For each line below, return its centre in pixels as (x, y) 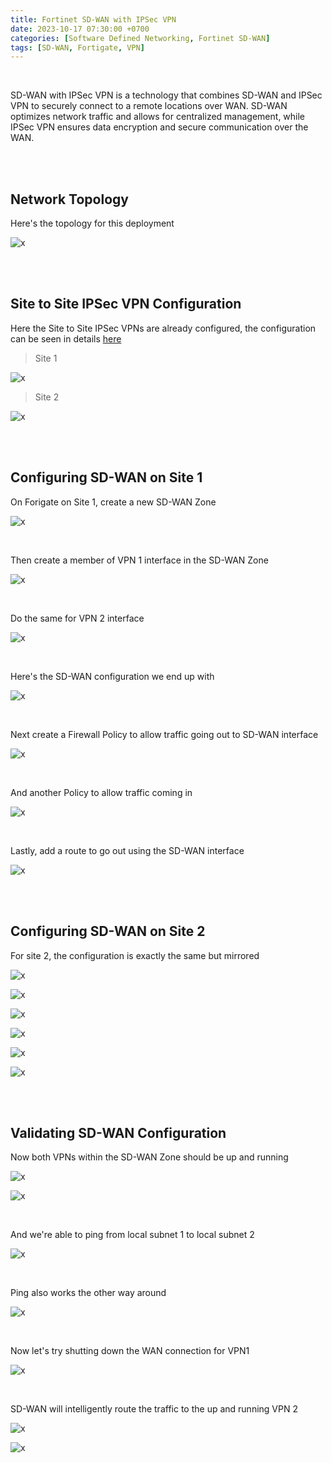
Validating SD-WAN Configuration (118, 1132)
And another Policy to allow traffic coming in (101, 792)
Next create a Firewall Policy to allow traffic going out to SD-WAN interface (164, 734)
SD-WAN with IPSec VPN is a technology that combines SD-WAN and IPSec (166, 95)
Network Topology (69, 199)
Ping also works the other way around (88, 1293)
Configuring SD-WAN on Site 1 (106, 477)
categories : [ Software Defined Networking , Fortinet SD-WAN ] (140, 38)
